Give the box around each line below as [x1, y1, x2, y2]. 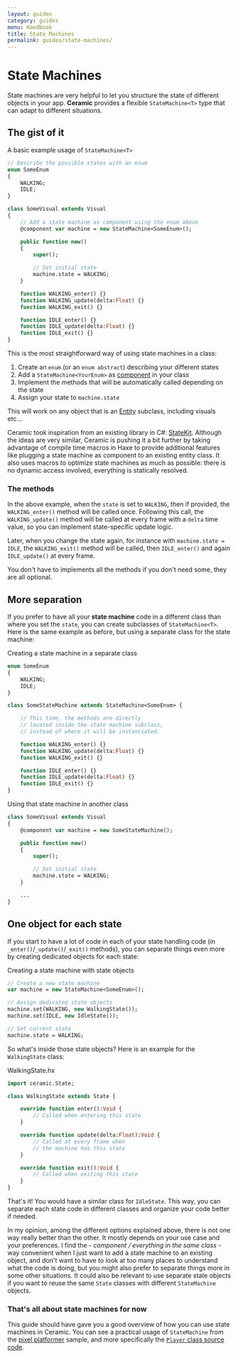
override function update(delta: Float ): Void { [20, 1132, 161, 1139]
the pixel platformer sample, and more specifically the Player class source [7, 1335, 225, 1344]
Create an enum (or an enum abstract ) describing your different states [17, 363, 219, 371]
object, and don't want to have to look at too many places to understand [7, 1256, 218, 1265]
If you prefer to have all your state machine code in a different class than [7, 613, 222, 621]
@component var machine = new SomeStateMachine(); [20, 826, 173, 833]
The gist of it [7, 127, 65, 139]
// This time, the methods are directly [20, 715, 141, 722]
